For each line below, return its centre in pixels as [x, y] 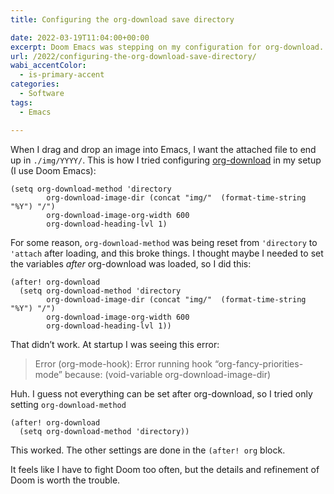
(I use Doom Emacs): [53, 170]
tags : [21, 102]
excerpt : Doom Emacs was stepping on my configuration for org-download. [167, 47]
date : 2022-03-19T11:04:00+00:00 [80, 37]
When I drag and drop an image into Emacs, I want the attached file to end [163, 149]
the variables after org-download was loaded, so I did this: [131, 263]
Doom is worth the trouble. [65, 480]
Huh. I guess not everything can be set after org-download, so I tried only [161, 393]
